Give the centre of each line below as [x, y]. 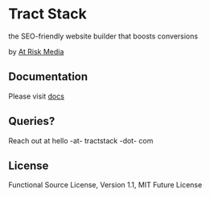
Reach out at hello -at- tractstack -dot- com [81, 140]
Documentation [48, 77]
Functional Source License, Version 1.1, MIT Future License [105, 185]
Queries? [32, 121]
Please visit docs [36, 96]
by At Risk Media [36, 51]
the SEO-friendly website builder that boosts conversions [103, 36]
